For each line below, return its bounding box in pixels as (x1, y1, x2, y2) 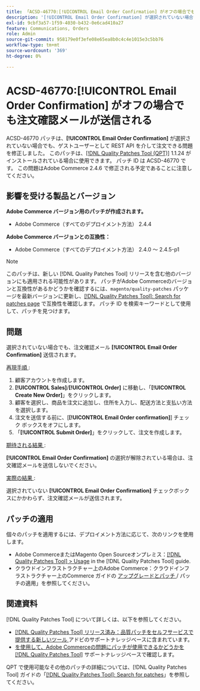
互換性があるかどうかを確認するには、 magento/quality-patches (16, 285, 172, 293)
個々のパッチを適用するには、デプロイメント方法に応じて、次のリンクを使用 (6, 531, 194, 538)
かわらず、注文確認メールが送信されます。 (21, 495, 126, 502)
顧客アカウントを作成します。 (14, 377, 88, 384)
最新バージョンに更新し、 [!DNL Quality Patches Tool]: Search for (21, 293, 181, 300)
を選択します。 (14, 407, 52, 414)
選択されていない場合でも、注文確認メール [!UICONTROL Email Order (6, 344, 177, 351)
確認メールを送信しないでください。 (11, 462, 100, 469)
